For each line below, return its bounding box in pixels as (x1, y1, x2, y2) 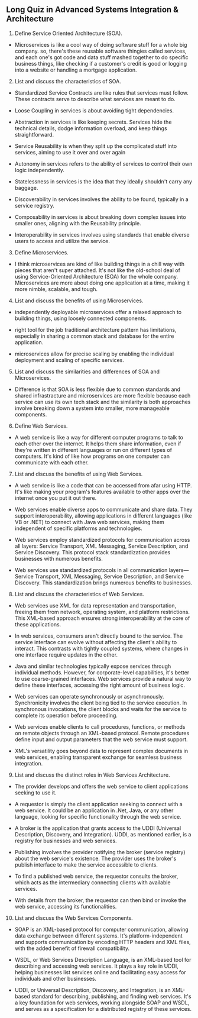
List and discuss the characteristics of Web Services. (14, 590, 145, 597)
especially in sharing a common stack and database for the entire (14, 332, 174, 340)
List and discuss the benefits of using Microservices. (14, 297, 144, 304)
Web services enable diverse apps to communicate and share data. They (14, 506, 193, 513)
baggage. (14, 184, 38, 191)
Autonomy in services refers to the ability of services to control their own (14, 160, 193, 167)
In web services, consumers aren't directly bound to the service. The (14, 632, 183, 639)
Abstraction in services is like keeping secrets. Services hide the (14, 118, 172, 125)
